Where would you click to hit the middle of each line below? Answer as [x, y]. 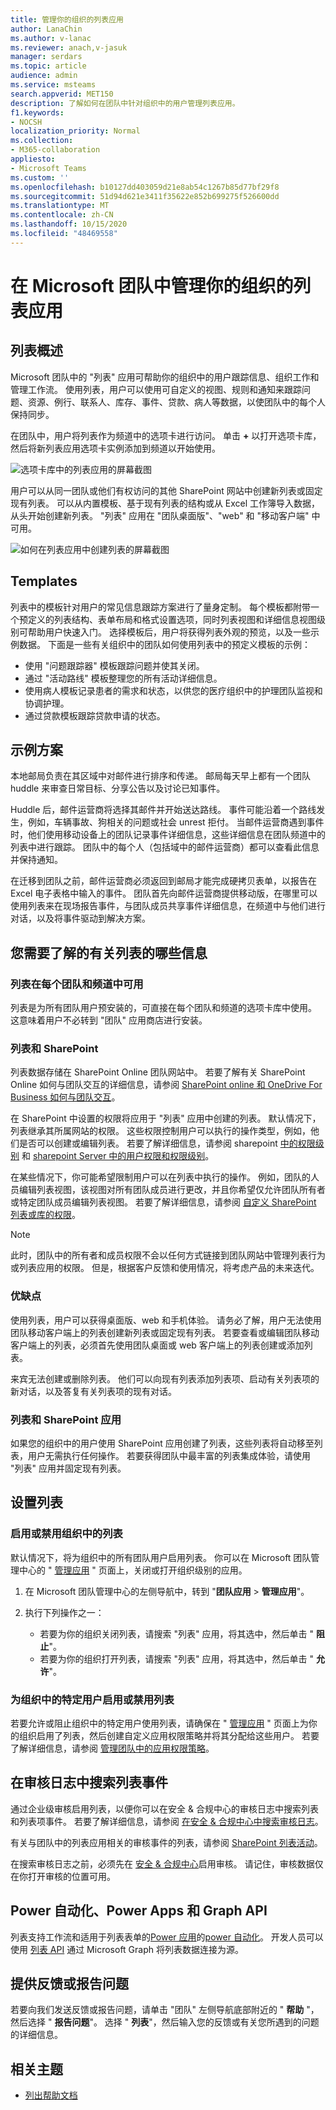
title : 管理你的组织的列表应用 [67, 19]
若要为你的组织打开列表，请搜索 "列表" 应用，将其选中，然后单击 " [176, 1658]
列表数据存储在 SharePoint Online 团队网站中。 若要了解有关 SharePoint [158, 1072]
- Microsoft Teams [48, 168]
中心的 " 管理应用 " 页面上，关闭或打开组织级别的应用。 [133, 1570]
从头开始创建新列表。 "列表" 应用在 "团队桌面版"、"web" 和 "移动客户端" [160, 515]
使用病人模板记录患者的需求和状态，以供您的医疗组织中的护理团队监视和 [173, 690]
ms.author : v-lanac [51, 38]
